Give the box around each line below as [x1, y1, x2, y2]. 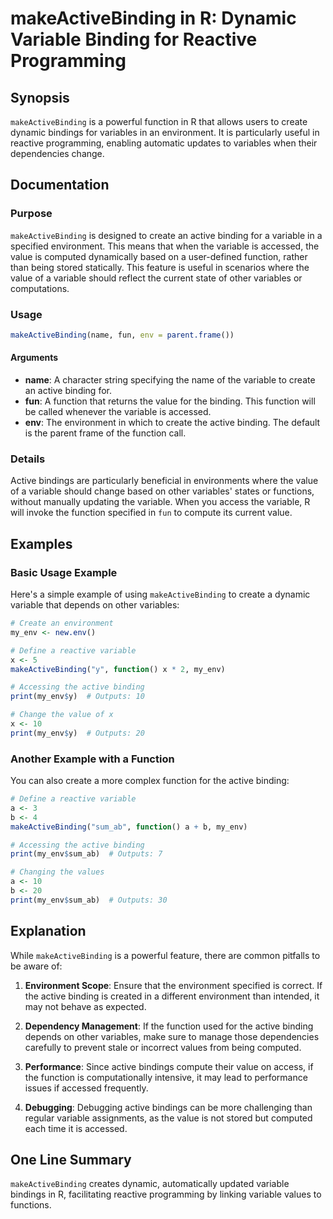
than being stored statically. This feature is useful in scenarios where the [10, 261, 310, 273]
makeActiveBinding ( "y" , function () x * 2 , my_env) [10, 664, 226, 674]
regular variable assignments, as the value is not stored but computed [24, 1112, 313, 1124]
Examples [10, 535, 73, 552]
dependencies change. [10, 148, 105, 159]
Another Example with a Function [10, 752, 175, 766]
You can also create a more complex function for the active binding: [10, 775, 290, 787]
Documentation [10, 177, 110, 194]
